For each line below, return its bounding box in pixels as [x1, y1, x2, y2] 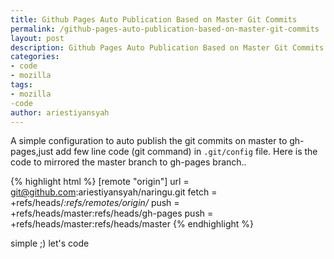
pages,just [10, 146, 54, 158]
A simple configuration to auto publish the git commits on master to [10, 135, 288, 147]
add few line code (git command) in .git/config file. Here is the [55, 146, 318, 158]
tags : [10, 80, 33, 90]
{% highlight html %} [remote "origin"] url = [10, 176, 190, 188]
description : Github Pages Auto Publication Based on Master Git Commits [10, 42, 325, 53]
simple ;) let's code [10, 237, 90, 250]
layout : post [10, 33, 65, 43]
